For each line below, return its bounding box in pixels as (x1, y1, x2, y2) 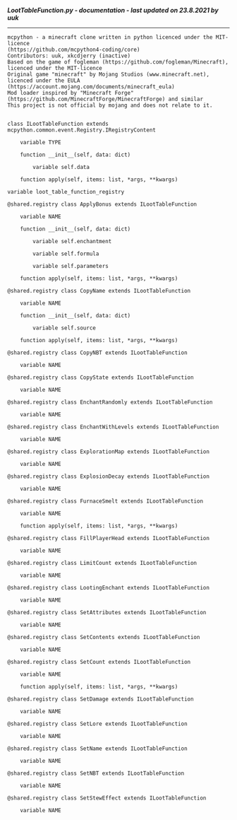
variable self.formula (32, 250, 99, 257)
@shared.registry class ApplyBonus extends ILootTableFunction (7, 201, 197, 208)
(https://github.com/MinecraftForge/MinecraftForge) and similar (7, 95, 203, 102)
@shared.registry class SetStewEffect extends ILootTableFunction (7, 795, 207, 802)
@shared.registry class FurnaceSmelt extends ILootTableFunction (7, 498, 203, 505)
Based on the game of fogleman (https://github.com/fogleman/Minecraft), (7, 59, 229, 66)
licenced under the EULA (7, 77, 80, 84)
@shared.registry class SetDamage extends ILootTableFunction (7, 696, 194, 703)
